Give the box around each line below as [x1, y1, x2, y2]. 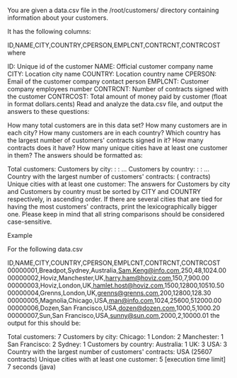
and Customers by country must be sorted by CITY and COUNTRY [7, 188, 202, 195]
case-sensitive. [7, 217, 52, 226]
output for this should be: [7, 319, 81, 327]
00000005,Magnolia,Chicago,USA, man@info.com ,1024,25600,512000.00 [7, 297, 222, 304]
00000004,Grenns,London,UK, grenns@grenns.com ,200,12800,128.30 [7, 289, 212, 297]
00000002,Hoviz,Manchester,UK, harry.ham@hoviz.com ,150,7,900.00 [7, 274, 210, 282]
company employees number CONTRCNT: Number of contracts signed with [7, 85, 229, 93]
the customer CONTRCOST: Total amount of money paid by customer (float [7, 92, 228, 101]
